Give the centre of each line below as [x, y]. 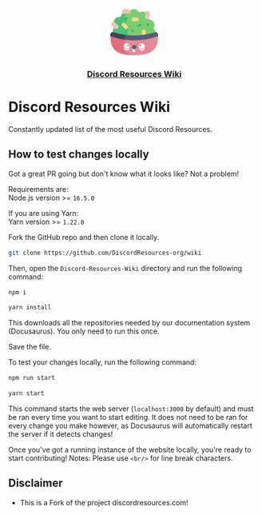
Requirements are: [38, 189]
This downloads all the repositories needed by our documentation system [129, 323]
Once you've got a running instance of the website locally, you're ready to [130, 450]
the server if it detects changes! [61, 434]
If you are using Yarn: [44, 213]
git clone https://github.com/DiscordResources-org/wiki [105, 253]
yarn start [26, 393]
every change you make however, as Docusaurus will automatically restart [131, 426]
